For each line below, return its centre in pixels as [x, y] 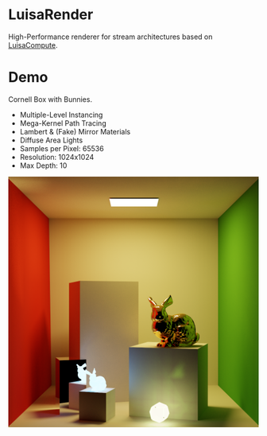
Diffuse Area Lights [51, 140]
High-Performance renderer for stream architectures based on [110, 37]
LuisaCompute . [33, 45]
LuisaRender [51, 15]
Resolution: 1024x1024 [57, 157]
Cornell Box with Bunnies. [50, 99]
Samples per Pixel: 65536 [62, 148]
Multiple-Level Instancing [61, 115]
